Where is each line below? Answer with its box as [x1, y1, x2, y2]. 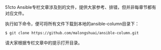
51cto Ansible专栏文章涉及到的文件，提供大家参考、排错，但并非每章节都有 [5, 4, 157, 10]
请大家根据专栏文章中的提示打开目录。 [5, 40, 82, 46]
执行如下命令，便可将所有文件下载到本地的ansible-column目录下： [5, 21, 139, 26]
